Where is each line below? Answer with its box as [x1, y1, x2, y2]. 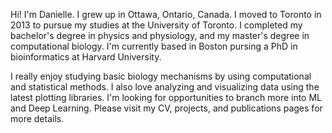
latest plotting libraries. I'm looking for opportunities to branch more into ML [10, 92, 323, 103]
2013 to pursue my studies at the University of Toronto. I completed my [10, 19, 303, 31]
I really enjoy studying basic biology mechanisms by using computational [10, 70, 312, 82]
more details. [10, 113, 65, 124]
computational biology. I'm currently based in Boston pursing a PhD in [10, 40, 298, 52]
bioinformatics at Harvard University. [10, 51, 162, 63]
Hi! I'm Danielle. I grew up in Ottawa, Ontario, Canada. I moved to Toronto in [10, 9, 322, 20]
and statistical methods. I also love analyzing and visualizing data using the [10, 81, 320, 93]
